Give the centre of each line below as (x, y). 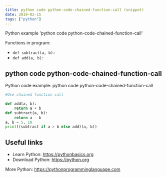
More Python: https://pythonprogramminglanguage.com (63, 170)
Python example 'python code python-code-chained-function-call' (74, 33)
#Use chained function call (34, 95)
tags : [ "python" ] (23, 19)
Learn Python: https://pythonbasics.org (53, 155)
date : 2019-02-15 (23, 14)
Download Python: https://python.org (51, 160)
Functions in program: (28, 43)
